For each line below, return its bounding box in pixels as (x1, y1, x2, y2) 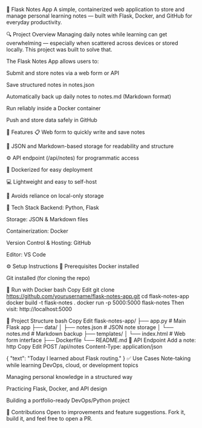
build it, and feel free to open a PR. (6, 415, 93, 422)
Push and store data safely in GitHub (6, 116, 98, 124)
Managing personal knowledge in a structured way (6, 373, 133, 380)
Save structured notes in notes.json (6, 81, 95, 88)
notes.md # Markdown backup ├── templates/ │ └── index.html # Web (6, 330, 186, 337)
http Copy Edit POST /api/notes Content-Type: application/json (6, 343, 163, 350)
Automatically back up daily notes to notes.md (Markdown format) (6, 93, 171, 100)
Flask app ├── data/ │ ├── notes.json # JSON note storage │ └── (6, 324, 174, 330)
